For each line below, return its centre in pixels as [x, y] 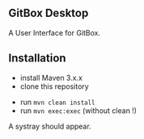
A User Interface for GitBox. [55, 32]
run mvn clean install [57, 102]
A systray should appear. [50, 126]
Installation [37, 59]
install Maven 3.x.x [51, 78]
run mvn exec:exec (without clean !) [78, 110]
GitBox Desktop [49, 13]
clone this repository [54, 86]
